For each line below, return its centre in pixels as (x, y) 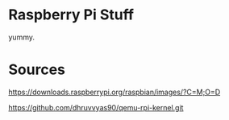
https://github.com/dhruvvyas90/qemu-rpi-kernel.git (96, 107)
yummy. (21, 37)
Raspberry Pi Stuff (71, 15)
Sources (37, 70)
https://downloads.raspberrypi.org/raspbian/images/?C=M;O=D (114, 92)
